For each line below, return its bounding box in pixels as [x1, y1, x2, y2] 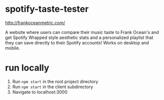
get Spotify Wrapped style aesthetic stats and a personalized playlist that [5, 34, 154, 40]
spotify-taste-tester [5, 3, 89, 15]
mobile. [5, 45, 21, 51]
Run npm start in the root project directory [12, 78, 98, 84]
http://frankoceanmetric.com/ [5, 20, 66, 26]
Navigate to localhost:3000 [12, 89, 68, 95]
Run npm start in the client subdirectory [12, 84, 94, 90]
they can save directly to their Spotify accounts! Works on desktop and [5, 39, 149, 45]
